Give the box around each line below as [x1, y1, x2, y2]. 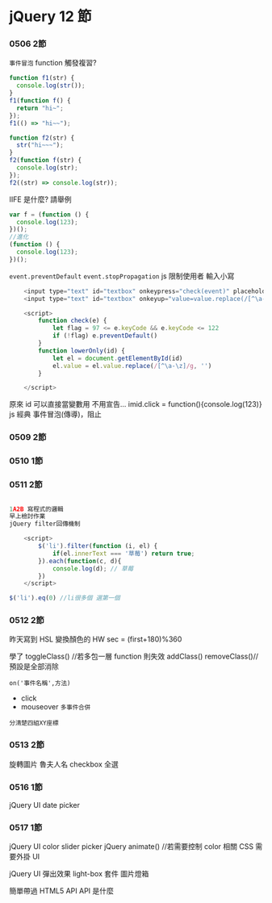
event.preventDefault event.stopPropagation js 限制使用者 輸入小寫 [9, 271, 235, 281]
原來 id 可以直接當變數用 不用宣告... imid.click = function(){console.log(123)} [9, 399, 262, 409]
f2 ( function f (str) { [9, 157, 82, 165]
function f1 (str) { [9, 74, 75, 82]
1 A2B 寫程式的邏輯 [9, 505, 64, 513]
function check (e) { [38, 316, 107, 325]
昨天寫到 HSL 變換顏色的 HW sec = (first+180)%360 [9, 634, 182, 644]
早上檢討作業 [9, 512, 46, 520]
